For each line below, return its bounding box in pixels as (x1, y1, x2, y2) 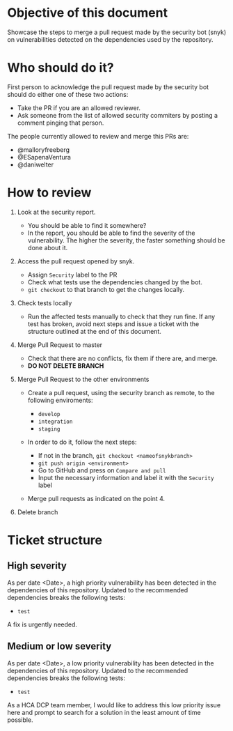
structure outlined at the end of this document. (27, 327, 162, 335)
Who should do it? (7, 60, 114, 76)
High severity (7, 560, 67, 572)
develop (38, 410, 61, 417)
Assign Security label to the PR (27, 270, 118, 279)
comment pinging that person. (17, 118, 104, 127)
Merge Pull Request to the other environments (17, 375, 150, 383)
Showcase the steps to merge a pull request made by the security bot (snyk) (7, 28, 227, 36)
